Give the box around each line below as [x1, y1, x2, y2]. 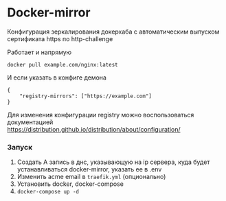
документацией [7, 118, 54, 126]
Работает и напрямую [7, 48, 72, 56]
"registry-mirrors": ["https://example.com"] [19, 93, 152, 99]
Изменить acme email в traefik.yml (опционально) [16, 173, 166, 181]
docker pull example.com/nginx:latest [7, 61, 118, 68]
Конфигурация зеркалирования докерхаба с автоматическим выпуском [7, 27, 220, 36]
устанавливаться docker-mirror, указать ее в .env [16, 165, 162, 174]
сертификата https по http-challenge [7, 34, 113, 43]
